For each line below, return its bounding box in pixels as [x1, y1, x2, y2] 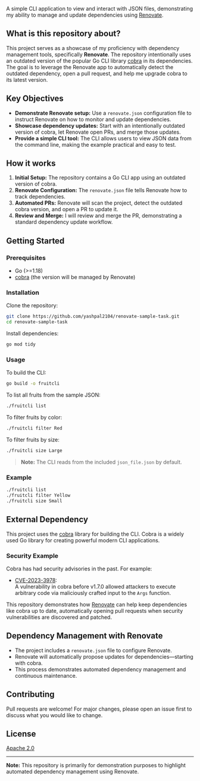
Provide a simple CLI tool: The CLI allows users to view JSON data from [14, 134, 192, 142]
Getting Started [6, 236, 65, 246]
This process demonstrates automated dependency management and [14, 665, 186, 673]
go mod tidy [6, 341, 36, 348]
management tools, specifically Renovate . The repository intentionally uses [6, 51, 192, 58]
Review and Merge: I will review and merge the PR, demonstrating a [14, 212, 182, 220]
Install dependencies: [6, 330, 59, 337]
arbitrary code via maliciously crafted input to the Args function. [14, 589, 171, 596]
